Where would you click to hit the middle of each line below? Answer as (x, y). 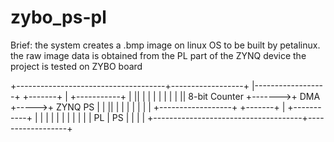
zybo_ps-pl (58, 17)
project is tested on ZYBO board (76, 66)
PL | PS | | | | (119, 117)
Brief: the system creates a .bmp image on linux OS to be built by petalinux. (165, 45)
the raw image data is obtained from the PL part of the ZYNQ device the (158, 55)
